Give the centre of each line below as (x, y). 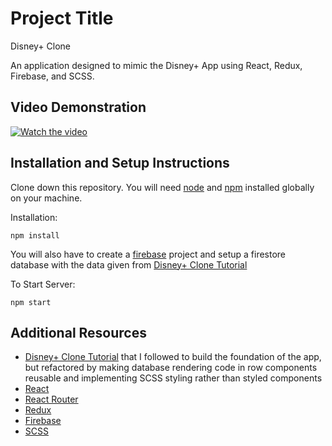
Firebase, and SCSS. (52, 76)
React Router (51, 399)
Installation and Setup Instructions (120, 163)
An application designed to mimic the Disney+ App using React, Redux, (156, 65)
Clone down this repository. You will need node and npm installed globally (162, 187)
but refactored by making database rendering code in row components (171, 368)
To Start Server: (43, 284)
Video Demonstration (78, 107)
